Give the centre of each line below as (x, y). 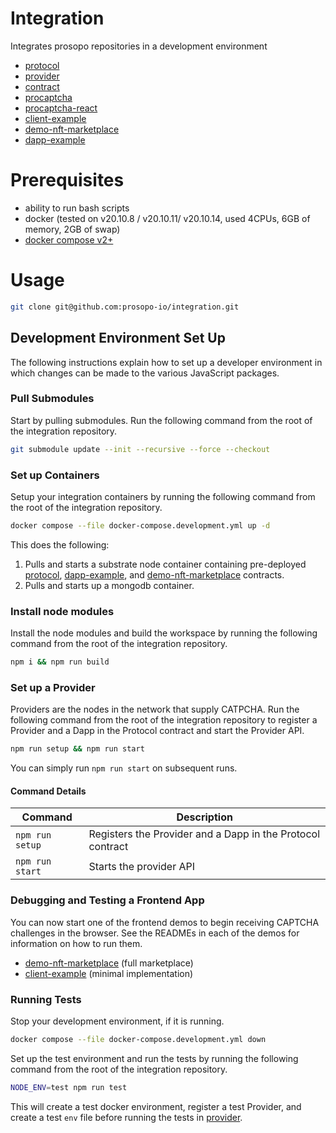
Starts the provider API (142, 867)
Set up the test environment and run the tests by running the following (154, 1058)
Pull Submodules (52, 399)
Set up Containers (55, 475)
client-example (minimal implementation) (109, 973)
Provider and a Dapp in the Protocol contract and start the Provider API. (157, 731)
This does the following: (60, 544)
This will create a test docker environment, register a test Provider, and (156, 1106)
